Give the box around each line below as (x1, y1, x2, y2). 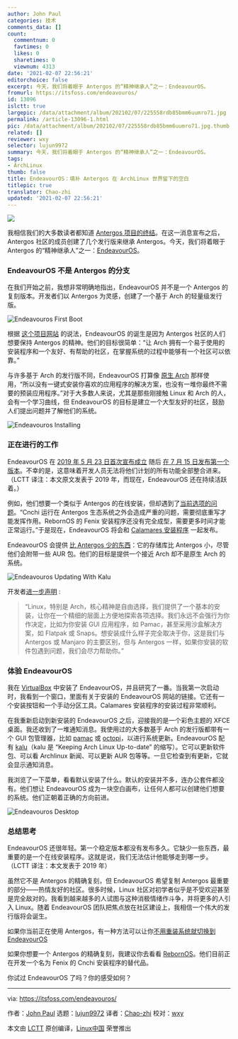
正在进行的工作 (7, 440, 59, 450)
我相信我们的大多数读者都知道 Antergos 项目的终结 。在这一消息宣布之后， (7, 228, 224, 237)
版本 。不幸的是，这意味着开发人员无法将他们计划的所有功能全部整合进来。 (7, 466, 225, 475)
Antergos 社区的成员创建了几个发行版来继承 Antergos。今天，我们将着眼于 (7, 237, 225, 246)
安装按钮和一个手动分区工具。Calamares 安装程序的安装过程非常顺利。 (13, 701, 220, 709)
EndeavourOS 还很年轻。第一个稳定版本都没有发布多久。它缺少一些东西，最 (7, 844, 229, 853)
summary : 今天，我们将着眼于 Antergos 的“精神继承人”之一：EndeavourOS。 (7, 149, 210, 156)
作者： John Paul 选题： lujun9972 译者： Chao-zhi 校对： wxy (7, 1009, 184, 1018)
